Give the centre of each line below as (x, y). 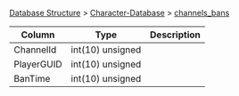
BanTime (32, 79)
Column (38, 35)
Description (175, 35)
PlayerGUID (38, 64)
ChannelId (35, 50)
